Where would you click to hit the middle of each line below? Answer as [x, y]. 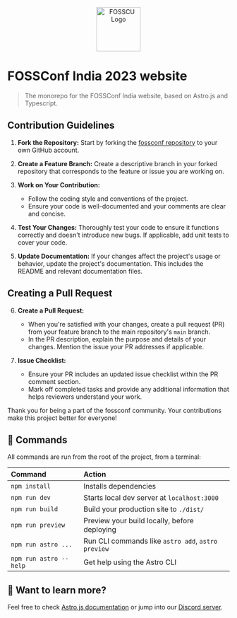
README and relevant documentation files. [80, 271]
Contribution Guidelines [61, 126]
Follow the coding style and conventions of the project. [108, 199]
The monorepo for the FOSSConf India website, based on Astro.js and [126, 95]
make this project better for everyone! [62, 418]
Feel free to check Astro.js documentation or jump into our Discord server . [115, 607]
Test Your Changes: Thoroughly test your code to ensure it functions [118, 227]
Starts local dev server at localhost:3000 [151, 498]
